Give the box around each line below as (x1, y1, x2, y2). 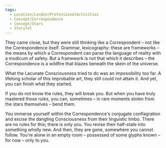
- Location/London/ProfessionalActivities (9, 12, 99, 17)
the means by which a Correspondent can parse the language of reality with (5, 50, 161, 56)
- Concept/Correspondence (9, 16, 64, 21)
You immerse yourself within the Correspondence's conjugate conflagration (5, 111, 161, 117)
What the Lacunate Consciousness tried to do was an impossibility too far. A (5, 70, 162, 76)
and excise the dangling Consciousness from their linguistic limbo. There (5, 116, 155, 122)
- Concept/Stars (9, 21, 43, 26)
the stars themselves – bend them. (5, 101, 76, 107)
